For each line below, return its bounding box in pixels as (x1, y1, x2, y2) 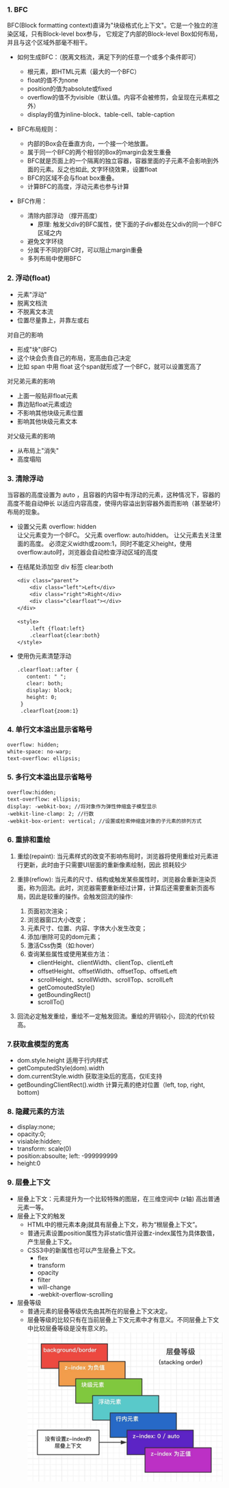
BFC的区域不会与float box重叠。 (27, 174, 118, 182)
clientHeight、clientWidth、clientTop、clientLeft (37, 958, 174, 967)
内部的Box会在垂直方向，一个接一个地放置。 (27, 139, 152, 148)
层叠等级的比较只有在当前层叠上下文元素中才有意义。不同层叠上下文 (27, 1315, 219, 1323)
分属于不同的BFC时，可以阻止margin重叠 (27, 246, 143, 255)
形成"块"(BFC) (16, 345, 57, 353)
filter (37, 1275, 51, 1284)
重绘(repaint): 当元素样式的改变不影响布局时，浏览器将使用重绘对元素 (16, 852, 213, 860)
